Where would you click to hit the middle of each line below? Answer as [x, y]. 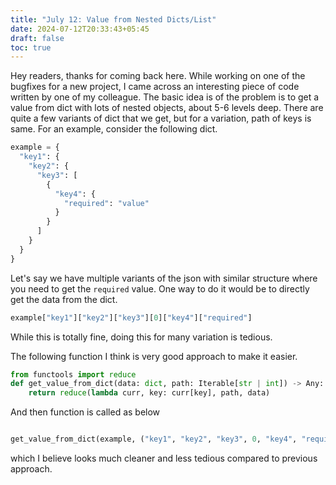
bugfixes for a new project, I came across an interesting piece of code [155, 87]
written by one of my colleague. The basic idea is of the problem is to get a [165, 97]
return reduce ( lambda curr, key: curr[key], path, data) [149, 393]
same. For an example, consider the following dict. [114, 129]
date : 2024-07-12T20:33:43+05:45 [80, 29]
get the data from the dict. [64, 299]
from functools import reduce [73, 374]
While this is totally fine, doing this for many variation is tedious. [141, 337]
